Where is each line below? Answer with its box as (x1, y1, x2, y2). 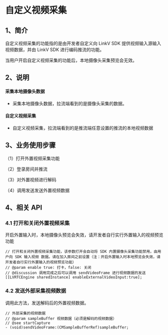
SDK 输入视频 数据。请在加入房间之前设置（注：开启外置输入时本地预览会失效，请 (15, 254, 160, 260)
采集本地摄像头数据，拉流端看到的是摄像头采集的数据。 (12, 100, 127, 106)
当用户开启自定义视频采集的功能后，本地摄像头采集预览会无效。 (5, 57, 137, 63)
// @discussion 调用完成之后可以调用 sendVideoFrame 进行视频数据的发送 (5, 270, 146, 276)
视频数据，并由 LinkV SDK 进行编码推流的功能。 (5, 47, 104, 53)
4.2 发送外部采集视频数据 (5, 287, 66, 294)
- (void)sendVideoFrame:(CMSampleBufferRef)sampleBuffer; (5, 324, 129, 330)
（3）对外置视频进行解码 (5, 177, 57, 183)
